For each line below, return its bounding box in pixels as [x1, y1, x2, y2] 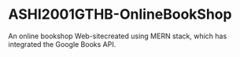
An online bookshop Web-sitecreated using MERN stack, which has [8, 31, 227, 41]
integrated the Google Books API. [8, 39, 116, 48]
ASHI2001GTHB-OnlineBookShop [8, 5, 232, 23]
